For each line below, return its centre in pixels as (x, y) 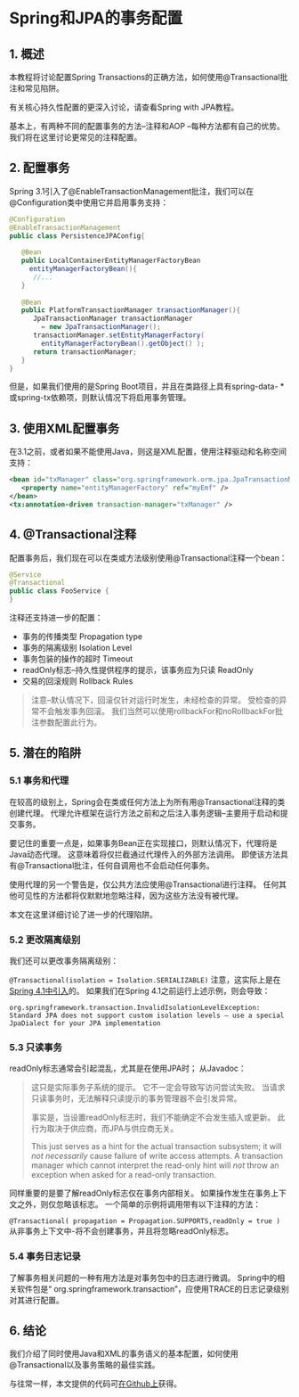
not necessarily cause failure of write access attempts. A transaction (157, 1156)
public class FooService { (59, 591)
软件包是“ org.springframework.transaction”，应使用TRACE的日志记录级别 (153, 1288)
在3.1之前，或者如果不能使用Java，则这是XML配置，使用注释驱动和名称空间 (148, 452)
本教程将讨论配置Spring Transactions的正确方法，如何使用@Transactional (145, 77)
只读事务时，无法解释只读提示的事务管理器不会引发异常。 (136, 1098)
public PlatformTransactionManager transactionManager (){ (131, 310)
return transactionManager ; (85, 352)
